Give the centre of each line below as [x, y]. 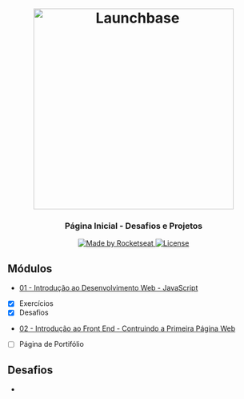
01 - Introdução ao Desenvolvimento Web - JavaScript [108, 288]
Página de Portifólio [52, 344]
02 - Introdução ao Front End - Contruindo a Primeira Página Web [127, 328]
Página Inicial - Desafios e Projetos [134, 226]
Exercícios [36, 303]
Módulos [30, 269]
